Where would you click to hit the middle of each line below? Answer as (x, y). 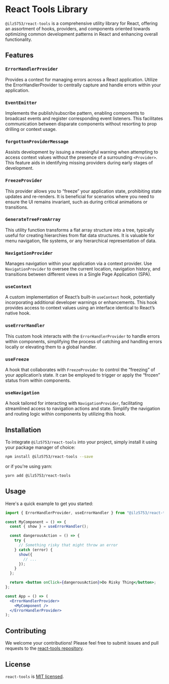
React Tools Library (47, 9)
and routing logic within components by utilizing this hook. (66, 414)
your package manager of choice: (40, 447)
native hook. (18, 313)
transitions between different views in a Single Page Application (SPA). (78, 275)
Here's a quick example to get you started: (49, 504)
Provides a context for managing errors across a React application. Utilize (81, 79)
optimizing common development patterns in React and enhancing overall (82, 34)
